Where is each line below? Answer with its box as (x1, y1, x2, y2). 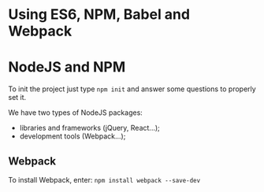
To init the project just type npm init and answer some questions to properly (8, 84, 256, 94)
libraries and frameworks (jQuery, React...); (19, 124, 160, 133)
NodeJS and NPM (8, 58, 126, 76)
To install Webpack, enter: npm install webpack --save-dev (8, 175, 201, 184)
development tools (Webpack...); (19, 131, 126, 141)
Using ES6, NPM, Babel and (8, 6, 191, 24)
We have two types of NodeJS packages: (8, 108, 143, 117)
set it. (8, 93, 27, 102)
